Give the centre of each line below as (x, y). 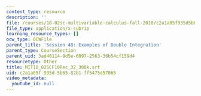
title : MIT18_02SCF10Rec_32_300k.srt (53, 67)
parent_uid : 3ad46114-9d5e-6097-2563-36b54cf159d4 (71, 56)
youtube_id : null (33, 84)
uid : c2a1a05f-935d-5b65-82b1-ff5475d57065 (61, 73)
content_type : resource (36, 12)
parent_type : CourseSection (41, 51)
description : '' (26, 17)
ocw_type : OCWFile (29, 39)
